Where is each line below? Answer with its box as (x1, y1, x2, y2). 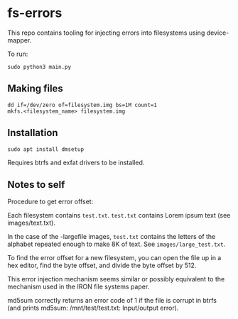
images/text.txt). (7, 218, 55, 228)
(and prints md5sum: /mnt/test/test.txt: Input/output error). (7, 303, 179, 313)
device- (206, 28, 229, 37)
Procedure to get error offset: (7, 197, 94, 206)
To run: (7, 50, 28, 58)
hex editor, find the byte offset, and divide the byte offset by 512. (7, 261, 197, 270)
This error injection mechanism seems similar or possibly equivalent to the (7, 275, 225, 284)
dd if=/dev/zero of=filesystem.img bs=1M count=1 (7, 101, 158, 108)
